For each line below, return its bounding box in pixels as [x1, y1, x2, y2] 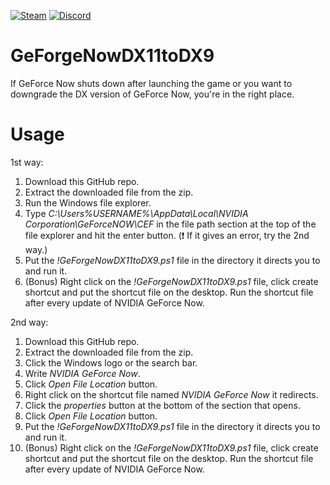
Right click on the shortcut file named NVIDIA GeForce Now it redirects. [24, 388, 319, 400]
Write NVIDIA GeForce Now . [24, 367, 141, 379]
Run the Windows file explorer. [24, 196, 152, 209]
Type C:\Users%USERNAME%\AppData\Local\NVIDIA [24, 207, 249, 219]
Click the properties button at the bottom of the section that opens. [24, 399, 301, 411]
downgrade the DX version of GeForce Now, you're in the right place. [10, 88, 295, 100]
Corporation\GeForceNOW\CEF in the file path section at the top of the [24, 218, 317, 230]
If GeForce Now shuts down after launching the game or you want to [10, 77, 293, 89]
